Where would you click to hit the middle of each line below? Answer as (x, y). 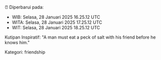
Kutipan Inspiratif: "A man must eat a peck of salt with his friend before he (80, 37)
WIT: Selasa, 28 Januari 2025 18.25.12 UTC (56, 28)
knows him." (17, 42)
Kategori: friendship (25, 52)
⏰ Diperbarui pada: (24, 7)
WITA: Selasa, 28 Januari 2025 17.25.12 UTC (57, 22)
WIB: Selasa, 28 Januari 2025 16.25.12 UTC (56, 17)
